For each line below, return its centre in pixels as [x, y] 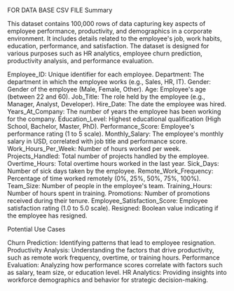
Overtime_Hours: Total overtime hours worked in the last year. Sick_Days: [113, 163]
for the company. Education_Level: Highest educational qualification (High [114, 119]
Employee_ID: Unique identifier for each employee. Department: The [106, 74]
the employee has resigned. [47, 215]
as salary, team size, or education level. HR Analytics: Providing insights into [117, 272]
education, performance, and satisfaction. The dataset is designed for [108, 46]
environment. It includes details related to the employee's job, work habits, [115, 38]
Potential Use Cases [36, 229]
